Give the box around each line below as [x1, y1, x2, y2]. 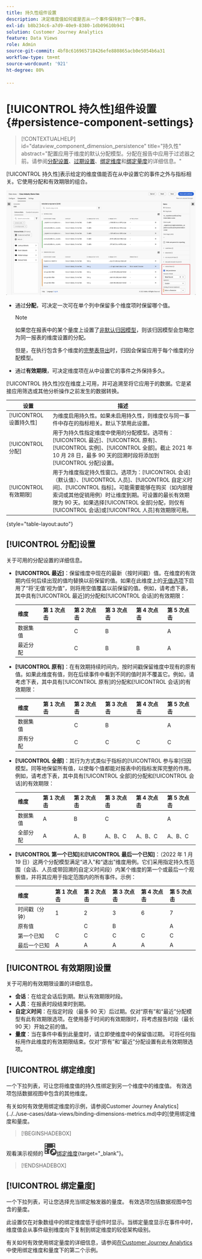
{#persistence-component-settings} [6, 115, 194, 129]
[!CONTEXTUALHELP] [20, 135, 76, 143]
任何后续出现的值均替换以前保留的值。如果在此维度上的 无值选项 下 [25, 577, 189, 584]
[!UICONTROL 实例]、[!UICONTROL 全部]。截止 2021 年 [52, 444, 193, 451]
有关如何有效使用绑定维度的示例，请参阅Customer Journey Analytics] [6, 1103, 179, 1110]
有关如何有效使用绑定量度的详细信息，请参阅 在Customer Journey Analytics [6, 1238, 193, 1246]
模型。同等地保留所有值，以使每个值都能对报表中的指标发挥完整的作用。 [14, 764, 194, 771]
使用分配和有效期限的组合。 [22, 178, 91, 185]
